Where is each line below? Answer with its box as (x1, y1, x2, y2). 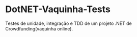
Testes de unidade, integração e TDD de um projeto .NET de (5, 20, 132, 26)
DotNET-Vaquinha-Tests (5, 4, 111, 15)
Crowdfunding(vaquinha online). (5, 25, 73, 31)
